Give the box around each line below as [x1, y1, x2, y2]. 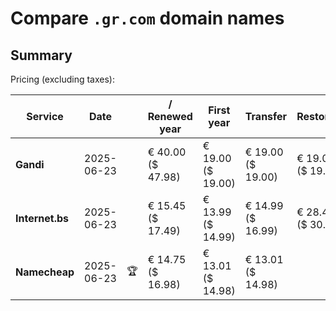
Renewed [147, 110, 193, 123]
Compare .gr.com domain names [10, 7, 285, 30]
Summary [10, 47, 73, 64]
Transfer [244, 110, 288, 123]
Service [26, 110, 64, 123]
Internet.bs [15, 212, 70, 225]
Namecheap [15, 265, 75, 279]
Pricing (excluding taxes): [10, 73, 116, 85]
